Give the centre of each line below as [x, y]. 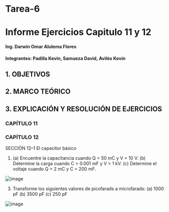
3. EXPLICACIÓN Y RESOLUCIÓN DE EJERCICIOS [84, 109]
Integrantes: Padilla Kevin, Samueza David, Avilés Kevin [65, 58]
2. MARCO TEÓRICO [38, 91]
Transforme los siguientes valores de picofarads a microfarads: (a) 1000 [88, 189]
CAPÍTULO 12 [22, 137]
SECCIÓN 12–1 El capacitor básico [41, 148]
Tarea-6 [23, 9]
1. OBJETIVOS [28, 74]
